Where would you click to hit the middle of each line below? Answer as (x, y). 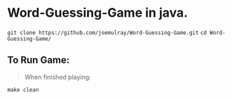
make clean (23, 90)
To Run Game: (39, 60)
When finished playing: (57, 77)
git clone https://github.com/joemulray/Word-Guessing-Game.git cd (107, 33)
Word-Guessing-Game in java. (97, 13)
